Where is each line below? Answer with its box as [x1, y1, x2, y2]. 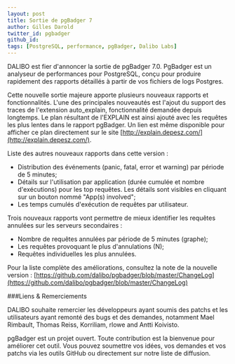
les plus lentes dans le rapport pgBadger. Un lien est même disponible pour [7, 121, 225, 129]
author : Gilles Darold [7, 23, 74, 30]
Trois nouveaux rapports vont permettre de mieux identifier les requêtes [7, 214, 216, 222]
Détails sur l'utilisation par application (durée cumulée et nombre [17, 178, 205, 186]
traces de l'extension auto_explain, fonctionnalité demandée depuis [7, 106, 202, 114]
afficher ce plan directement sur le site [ [7, 128, 123, 136]
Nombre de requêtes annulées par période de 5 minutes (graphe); [17, 235, 208, 243]
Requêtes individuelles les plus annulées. [17, 250, 137, 258]
